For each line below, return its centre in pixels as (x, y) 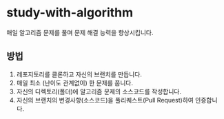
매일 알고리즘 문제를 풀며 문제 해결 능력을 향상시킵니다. (80, 32)
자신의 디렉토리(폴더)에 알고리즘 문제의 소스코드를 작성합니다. (99, 91)
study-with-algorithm (70, 13)
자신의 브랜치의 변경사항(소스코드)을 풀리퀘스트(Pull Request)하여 (105, 100)
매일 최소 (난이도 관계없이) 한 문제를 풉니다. (75, 83)
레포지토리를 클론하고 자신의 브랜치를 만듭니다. (79, 74)
